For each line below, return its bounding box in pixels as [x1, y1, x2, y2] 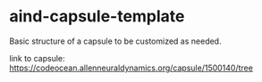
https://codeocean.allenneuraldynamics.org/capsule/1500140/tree [9, 62, 253, 73]
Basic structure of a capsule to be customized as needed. [9, 36, 222, 46]
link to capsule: [9, 53, 65, 63]
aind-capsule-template [9, 6, 185, 27]
